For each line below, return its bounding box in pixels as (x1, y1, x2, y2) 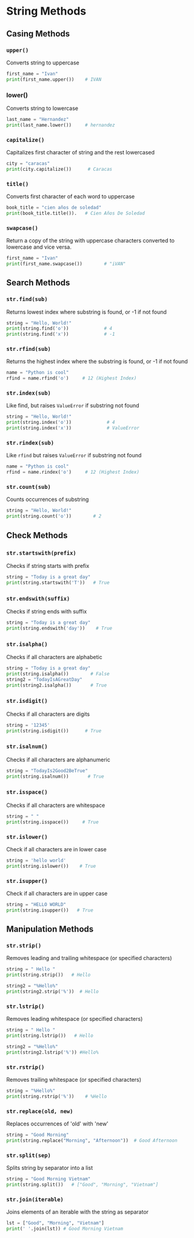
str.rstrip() (6, 1063, 45, 1071)
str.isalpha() (6, 640, 48, 648)
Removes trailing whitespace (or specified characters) (6, 1076, 141, 1083)
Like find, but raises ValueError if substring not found (6, 402, 139, 409)
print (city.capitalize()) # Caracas (6, 166, 113, 172)
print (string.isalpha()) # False (6, 671, 110, 677)
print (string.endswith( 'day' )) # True (6, 625, 113, 631)
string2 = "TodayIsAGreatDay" (6, 676, 83, 682)
